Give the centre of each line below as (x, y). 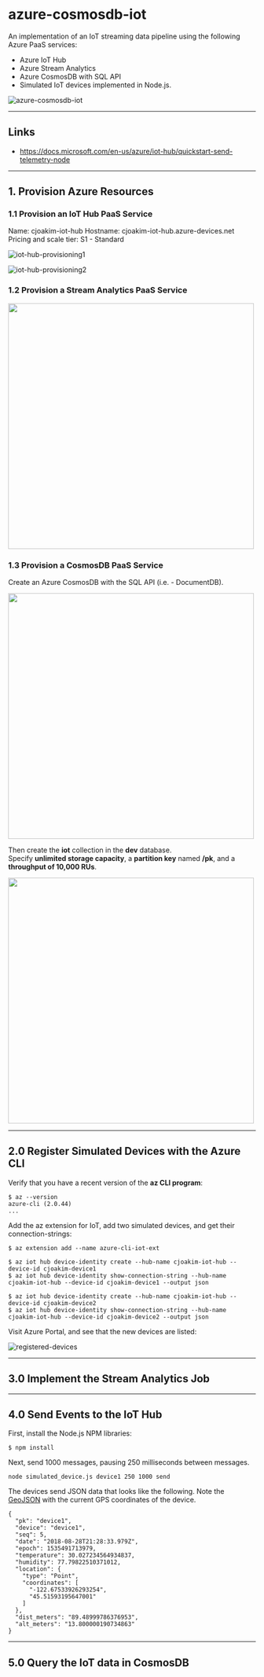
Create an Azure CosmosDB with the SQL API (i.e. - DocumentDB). (116, 583)
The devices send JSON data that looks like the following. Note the (116, 1491)
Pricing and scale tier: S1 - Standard (66, 239)
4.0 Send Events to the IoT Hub (85, 1415)
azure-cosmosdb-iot (77, 15)
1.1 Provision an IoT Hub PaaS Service (81, 214)
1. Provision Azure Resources (81, 191)
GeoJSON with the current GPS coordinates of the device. (102, 1500)
